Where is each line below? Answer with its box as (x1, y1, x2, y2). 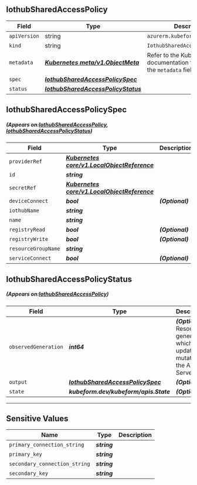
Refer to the (147, 51, 180, 59)
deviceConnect (9, 198, 49, 205)
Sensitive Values (6, 413, 69, 423)
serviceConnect (9, 255, 52, 262)
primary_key (9, 451, 43, 458)
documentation (147, 58, 189, 66)
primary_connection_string (9, 442, 84, 448)
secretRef (9, 185, 36, 191)
